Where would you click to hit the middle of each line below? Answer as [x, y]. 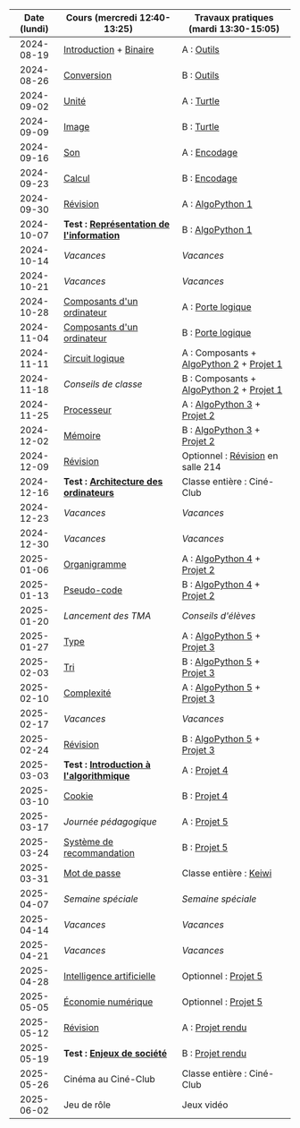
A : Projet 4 [205, 770]
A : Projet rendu [214, 1027]
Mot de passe [92, 873]
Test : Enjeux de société [116, 1053]
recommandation [100, 853]
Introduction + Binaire [109, 50]
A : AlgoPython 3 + [221, 404]
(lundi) [34, 29]
